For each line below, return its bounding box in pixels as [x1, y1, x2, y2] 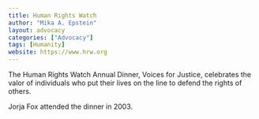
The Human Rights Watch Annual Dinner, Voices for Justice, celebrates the [8, 70, 252, 79]
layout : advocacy [8, 26, 66, 34]
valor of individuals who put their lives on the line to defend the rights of [8, 78, 242, 87]
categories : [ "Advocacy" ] [8, 33, 93, 42]
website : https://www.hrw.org [8, 48, 108, 56]
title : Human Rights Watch [8, 11, 97, 20]
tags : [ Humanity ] [8, 41, 66, 49]
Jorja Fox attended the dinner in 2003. [8, 102, 133, 111]
